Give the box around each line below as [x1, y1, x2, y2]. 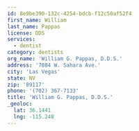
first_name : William [7, 17, 67, 24]
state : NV [7, 74, 36, 82]
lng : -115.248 [13, 113, 54, 120]
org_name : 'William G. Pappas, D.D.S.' [7, 55, 123, 62]
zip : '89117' [7, 81, 45, 88]
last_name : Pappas [7, 23, 60, 30]
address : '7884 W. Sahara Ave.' [7, 62, 101, 69]
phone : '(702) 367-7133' [7, 87, 79, 94]
